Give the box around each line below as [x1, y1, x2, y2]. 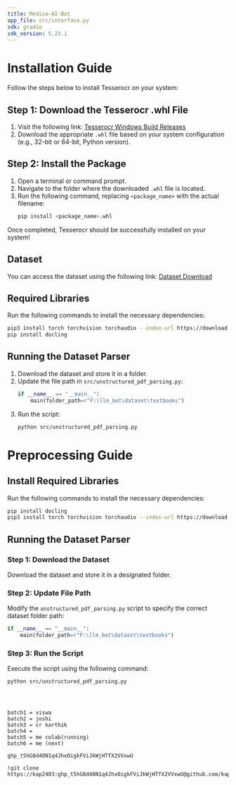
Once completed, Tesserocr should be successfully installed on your [7, 225, 206, 234]
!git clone [7, 765, 39, 772]
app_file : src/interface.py [7, 17, 90, 24]
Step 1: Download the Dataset [7, 554, 110, 564]
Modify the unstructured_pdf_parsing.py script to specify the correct [7, 604, 208, 613]
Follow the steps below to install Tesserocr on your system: [7, 84, 179, 92]
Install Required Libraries [7, 475, 119, 487]
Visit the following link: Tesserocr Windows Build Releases [17, 123, 186, 131]
